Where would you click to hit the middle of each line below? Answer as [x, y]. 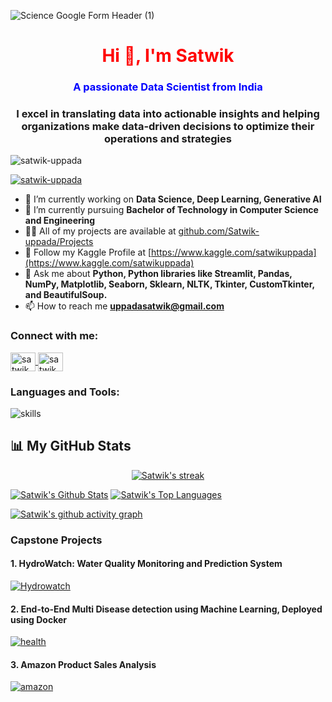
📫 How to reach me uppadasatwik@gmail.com [124, 306]
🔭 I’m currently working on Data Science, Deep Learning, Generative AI [173, 199]
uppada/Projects [59, 242]
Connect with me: [54, 336]
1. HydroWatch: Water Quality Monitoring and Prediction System [146, 564]
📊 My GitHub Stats [71, 446]
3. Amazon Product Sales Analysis [83, 664]
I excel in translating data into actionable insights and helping [168, 114]
